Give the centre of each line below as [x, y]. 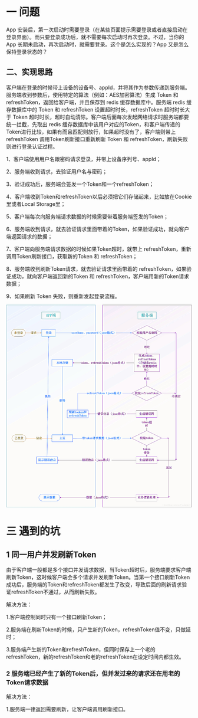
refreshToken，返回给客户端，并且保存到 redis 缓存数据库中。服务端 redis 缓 [99, 102]
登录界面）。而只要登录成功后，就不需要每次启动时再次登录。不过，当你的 [95, 37]
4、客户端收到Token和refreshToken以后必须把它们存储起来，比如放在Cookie [99, 196]
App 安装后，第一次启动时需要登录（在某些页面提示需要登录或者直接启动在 [97, 29]
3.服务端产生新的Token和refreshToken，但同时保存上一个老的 [81, 650]
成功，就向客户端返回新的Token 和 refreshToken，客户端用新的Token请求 [100, 276]
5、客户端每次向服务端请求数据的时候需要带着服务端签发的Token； [88, 217]
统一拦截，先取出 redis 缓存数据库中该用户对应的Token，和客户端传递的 [93, 124]
